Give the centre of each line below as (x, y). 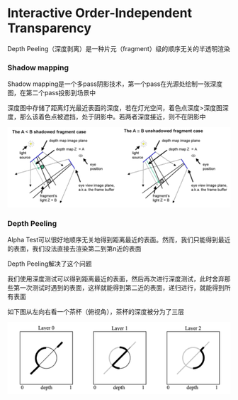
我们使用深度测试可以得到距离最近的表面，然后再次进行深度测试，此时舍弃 (116, 279)
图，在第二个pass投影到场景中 (52, 93)
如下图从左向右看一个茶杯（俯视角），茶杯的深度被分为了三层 (96, 312)
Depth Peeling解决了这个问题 (50, 264)
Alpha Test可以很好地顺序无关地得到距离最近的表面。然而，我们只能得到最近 (119, 240)
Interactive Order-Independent (100, 13)
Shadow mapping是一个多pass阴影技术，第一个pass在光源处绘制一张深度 (115, 84)
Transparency (50, 28)
